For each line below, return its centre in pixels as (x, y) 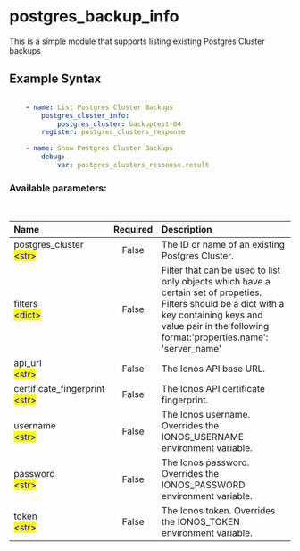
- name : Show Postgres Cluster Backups (100, 148)
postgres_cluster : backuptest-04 (119, 124)
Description (187, 230)
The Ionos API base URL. (213, 369)
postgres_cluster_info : (85, 115)
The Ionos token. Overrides (218, 511)
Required (133, 230)
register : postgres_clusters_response (113, 132)
